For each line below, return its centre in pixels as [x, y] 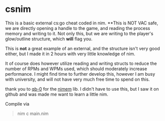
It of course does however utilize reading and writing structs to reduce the [81, 63]
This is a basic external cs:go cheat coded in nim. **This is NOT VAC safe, [82, 23]
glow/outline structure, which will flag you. [49, 39]
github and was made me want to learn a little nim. [57, 94]
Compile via [17, 104]
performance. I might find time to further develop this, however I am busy [80, 74]
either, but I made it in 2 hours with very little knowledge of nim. [70, 54]
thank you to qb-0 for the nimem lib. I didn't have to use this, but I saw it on [82, 89]
